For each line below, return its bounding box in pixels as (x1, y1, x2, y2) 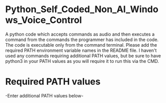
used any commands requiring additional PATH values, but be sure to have (5, 52, 161, 59)
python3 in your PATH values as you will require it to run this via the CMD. (5, 58, 159, 64)
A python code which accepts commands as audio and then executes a (5, 31, 155, 37)
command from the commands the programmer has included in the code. (5, 37, 159, 43)
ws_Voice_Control (5, 14, 82, 26)
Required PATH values (5, 76, 101, 87)
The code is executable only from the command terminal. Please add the (5, 42, 157, 48)
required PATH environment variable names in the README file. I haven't (5, 47, 157, 53)
